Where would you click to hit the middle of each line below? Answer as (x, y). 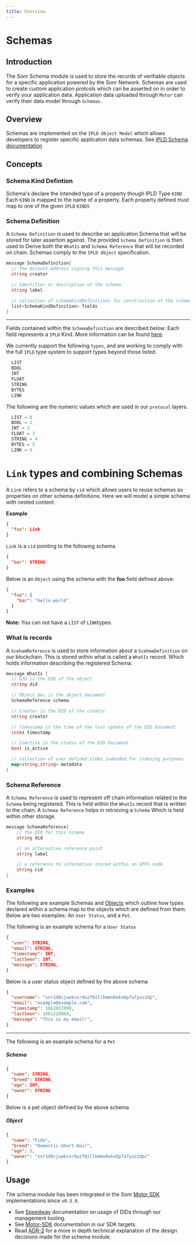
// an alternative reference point (60, 848)
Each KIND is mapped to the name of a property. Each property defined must (98, 200)
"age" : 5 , (23, 1151)
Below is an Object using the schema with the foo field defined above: (90, 579)
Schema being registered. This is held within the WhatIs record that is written (96, 804)
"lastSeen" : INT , (32, 959)
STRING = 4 (24, 439)
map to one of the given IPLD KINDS (48, 206)
